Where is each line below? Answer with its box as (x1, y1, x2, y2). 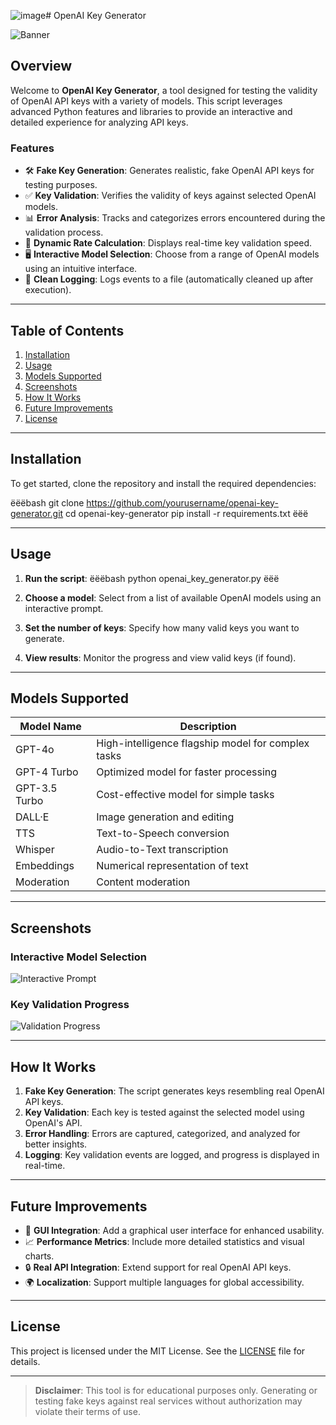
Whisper (15, 843, 55, 857)
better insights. (24, 1138, 88, 1150)
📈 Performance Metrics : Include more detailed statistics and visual (24, 1235, 305, 1247)
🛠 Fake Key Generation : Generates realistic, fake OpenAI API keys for (24, 165, 315, 177)
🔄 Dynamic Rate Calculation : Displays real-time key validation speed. (24, 237, 313, 249)
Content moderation (96, 875, 191, 889)
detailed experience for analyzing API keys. (10, 116, 189, 128)
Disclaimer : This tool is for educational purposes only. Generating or (34, 1384, 318, 1396)
